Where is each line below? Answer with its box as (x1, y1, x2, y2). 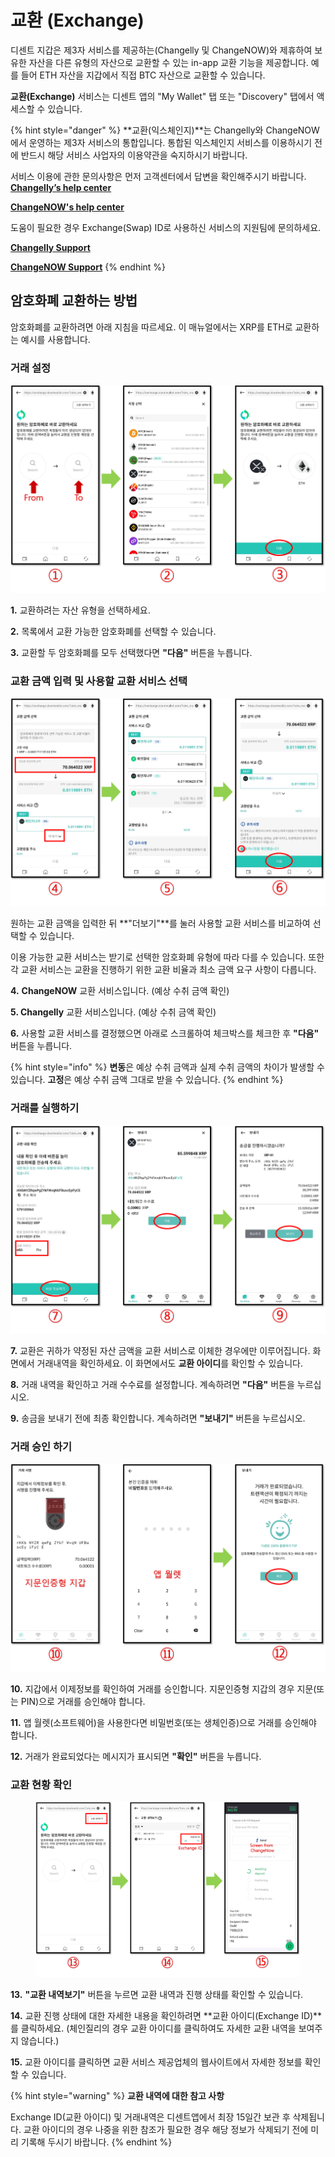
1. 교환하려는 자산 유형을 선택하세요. (10, 604, 151, 616)
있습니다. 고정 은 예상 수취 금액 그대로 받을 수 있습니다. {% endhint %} (10, 1074, 284, 1086)
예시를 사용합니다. (20, 333, 91, 345)
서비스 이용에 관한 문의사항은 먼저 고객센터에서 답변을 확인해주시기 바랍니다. (10, 170, 307, 182)
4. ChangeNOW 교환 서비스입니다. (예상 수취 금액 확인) (10, 985, 230, 997)
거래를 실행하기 (10, 1101, 80, 1115)
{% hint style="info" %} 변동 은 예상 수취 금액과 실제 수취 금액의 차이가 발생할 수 (10, 1061, 325, 1073)
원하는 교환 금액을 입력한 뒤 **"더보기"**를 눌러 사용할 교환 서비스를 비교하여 (10, 917, 311, 930)
